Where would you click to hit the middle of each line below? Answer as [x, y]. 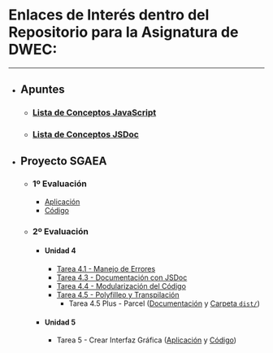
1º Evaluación [60, 184]
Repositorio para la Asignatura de [123, 32]
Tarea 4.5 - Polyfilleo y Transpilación [118, 294]
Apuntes [42, 90]
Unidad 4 [60, 251]
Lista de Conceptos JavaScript [94, 113]
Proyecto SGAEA [63, 161]
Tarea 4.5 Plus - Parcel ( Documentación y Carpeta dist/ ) [164, 303]
